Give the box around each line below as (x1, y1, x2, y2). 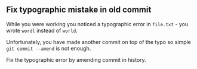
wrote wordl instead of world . (6, 27, 78, 34)
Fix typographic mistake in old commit (6, 5, 152, 15)
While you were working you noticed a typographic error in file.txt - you (6, 20, 189, 27)
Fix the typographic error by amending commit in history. (6, 56, 146, 63)
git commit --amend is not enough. (6, 45, 91, 52)
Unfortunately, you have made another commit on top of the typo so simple (6, 38, 191, 45)
